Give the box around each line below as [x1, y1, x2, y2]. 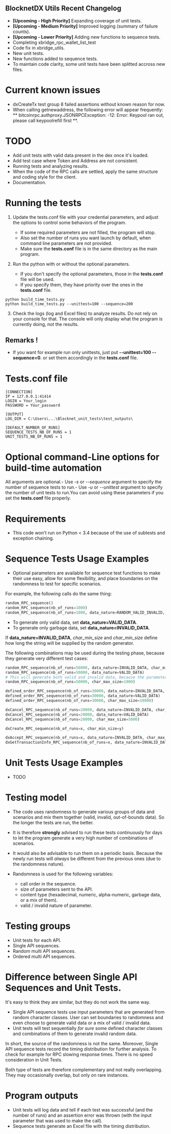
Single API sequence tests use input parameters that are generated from [12, 1009, 165, 1015]
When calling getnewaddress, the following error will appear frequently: [12, 107, 163, 113]
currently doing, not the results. [12, 321, 79, 327]
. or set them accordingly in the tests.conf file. [40, 355, 138, 361]
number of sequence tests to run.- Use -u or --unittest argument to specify [5, 484, 163, 490]
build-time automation [5, 462, 102, 473]
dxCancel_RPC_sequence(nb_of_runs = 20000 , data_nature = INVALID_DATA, [5, 707, 154, 712]
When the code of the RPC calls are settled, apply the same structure [12, 168, 158, 174]
